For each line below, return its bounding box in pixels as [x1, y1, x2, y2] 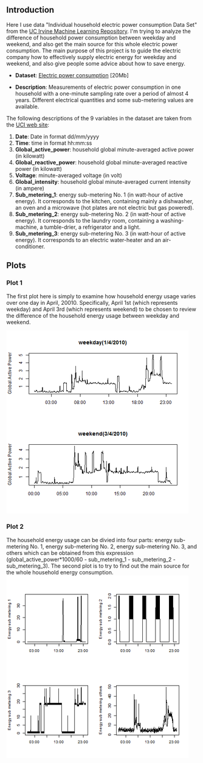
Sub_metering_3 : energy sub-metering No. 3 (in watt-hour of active [15, 229, 186, 237]
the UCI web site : [6, 121, 50, 128]
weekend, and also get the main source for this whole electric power [6, 40, 178, 47]
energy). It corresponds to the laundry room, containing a [15, 217, 159, 224]
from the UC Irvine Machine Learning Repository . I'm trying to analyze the [6, 27, 191, 35]
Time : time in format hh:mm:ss [15, 139, 92, 147]
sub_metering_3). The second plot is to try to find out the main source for [6, 562, 190, 570]
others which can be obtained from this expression [6, 549, 134, 556]
